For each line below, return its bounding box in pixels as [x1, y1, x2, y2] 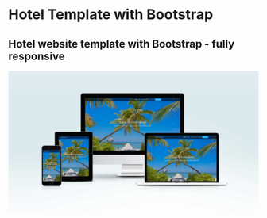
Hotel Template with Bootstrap [8, 6, 214, 24]
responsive [8, 49, 65, 63]
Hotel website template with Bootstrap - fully [8, 37, 235, 51]
